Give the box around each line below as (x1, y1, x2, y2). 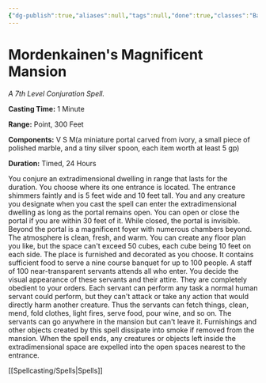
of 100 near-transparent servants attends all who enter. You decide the (8, 266, 239, 275)
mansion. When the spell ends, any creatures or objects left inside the (8, 333, 236, 343)
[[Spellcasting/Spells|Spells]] (8, 366, 103, 375)
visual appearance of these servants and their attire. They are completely (8, 275, 248, 284)
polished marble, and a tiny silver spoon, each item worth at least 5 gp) (8, 143, 240, 153)
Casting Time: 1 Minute (8, 104, 85, 113)
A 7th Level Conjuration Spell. (8, 89, 105, 98)
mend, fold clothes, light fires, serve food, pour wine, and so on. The (8, 308, 232, 317)
